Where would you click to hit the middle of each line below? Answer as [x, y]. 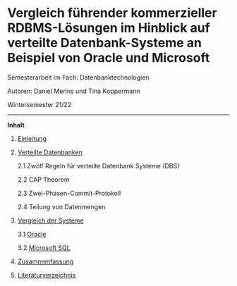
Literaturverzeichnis [47, 275]
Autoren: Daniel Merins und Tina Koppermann [74, 91]
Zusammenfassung [45, 261]
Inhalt [16, 125]
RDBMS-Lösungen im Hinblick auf [109, 28]
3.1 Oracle [32, 234]
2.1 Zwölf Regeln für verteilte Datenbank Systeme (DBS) [98, 166]
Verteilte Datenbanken [50, 152]
